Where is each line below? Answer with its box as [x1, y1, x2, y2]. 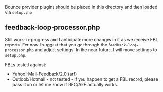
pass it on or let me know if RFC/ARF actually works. [12, 81, 119, 87]
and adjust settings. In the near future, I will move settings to [35, 46, 157, 53]
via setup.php [5, 9, 32, 15]
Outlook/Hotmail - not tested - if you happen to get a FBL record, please [12, 76, 158, 82]
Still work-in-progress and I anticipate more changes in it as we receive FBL [5, 36, 158, 42]
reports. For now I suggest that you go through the [5, 42, 107, 47]
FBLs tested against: [5, 61, 47, 68]
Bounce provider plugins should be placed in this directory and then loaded [5, 4, 158, 10]
